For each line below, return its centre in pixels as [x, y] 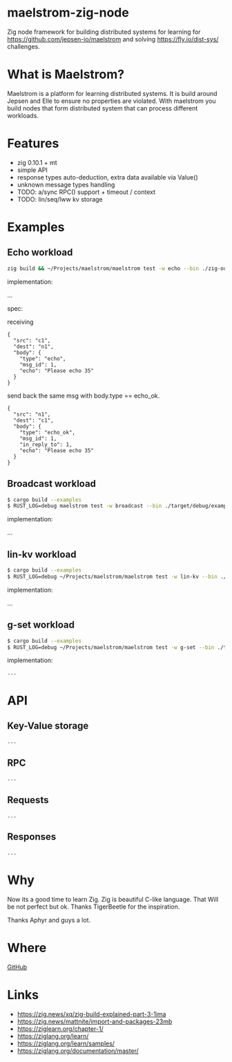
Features [33, 144]
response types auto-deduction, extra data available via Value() [107, 177]
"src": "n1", [32, 414]
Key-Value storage [48, 725]
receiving [20, 322]
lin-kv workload [42, 554]
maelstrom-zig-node [68, 13]
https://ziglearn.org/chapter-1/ [60, 1029]
